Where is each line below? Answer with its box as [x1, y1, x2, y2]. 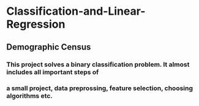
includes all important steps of [6, 67, 99, 76]
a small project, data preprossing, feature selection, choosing [6, 84, 193, 93]
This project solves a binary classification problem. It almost [6, 60, 190, 69]
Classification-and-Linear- [6, 4, 146, 18]
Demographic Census [6, 42, 91, 52]
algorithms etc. [6, 92, 53, 100]
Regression [6, 17, 66, 31]
